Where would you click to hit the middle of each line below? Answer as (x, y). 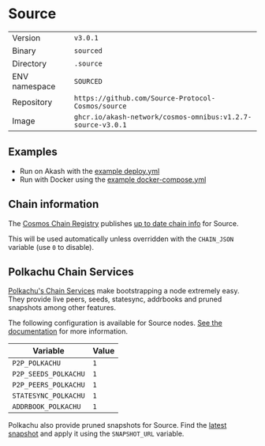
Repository (32, 102)
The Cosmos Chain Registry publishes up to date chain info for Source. (123, 223)
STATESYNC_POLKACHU (49, 396)
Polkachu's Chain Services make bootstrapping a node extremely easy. (124, 291)
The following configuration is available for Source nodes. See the (115, 323)
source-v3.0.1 (100, 125)
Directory (30, 63)
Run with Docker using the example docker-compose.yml (113, 180)
